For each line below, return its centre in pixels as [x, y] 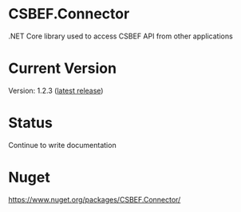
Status [31, 123]
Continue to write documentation [63, 145]
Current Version [63, 68]
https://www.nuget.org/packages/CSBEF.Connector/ [95, 199]
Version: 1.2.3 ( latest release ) [56, 90]
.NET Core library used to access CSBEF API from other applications [120, 36]
